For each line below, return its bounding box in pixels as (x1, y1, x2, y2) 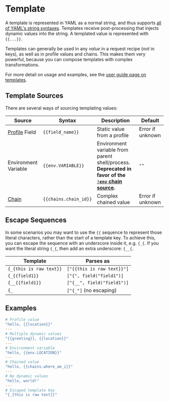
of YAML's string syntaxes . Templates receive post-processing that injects (5, 25, 159, 31)
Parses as (86, 257, 110, 264)
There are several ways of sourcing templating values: (5, 105, 118, 111)
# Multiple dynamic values (5, 331, 62, 336)
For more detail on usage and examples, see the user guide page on (5, 71, 147, 77)
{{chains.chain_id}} (42, 196, 92, 202)
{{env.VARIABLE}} (42, 163, 84, 168)
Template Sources (5, 91, 64, 100)
